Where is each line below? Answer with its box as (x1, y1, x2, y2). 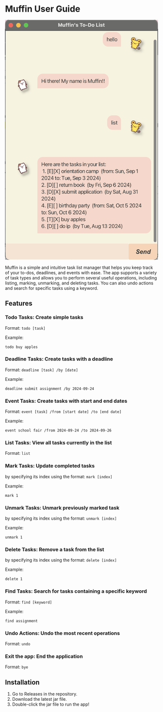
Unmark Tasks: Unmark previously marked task (5, 504, 120, 511)
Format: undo (5, 640, 31, 646)
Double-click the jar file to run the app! (12, 701, 90, 707)
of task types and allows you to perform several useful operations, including (5, 275, 157, 281)
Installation (5, 678, 40, 686)
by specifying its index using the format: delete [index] (5, 557, 117, 563)
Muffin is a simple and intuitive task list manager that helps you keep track (5, 264, 153, 270)
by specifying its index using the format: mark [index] (5, 473, 113, 479)
